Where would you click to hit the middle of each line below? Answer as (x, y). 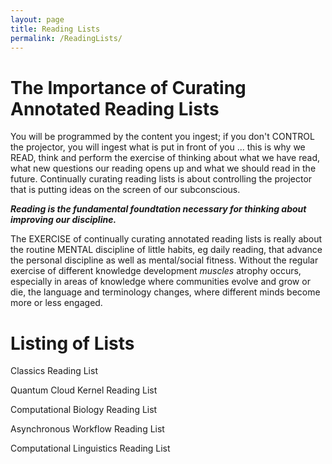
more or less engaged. (56, 303)
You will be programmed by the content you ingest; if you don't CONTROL (162, 137)
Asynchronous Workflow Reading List (87, 429)
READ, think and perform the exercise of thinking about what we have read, (165, 158)
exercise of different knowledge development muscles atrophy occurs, (156, 271)
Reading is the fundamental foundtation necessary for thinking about (158, 209)
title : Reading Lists (55, 29)
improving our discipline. (63, 220)
